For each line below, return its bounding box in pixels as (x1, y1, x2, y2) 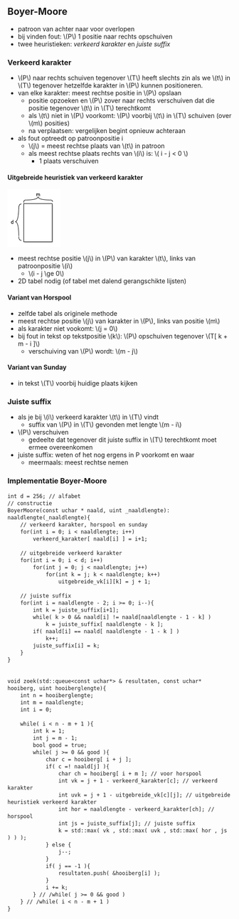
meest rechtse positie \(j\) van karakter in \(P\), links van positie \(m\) (17, 317, 221, 325)
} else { (45, 841, 72, 849)
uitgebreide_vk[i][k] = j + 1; (58, 578, 152, 585)
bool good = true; (33, 742, 87, 749)
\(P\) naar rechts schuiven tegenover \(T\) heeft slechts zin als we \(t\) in (17, 74, 231, 83)
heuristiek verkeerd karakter (7, 799, 97, 806)
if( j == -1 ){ (45, 863, 91, 870)
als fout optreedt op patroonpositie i (17, 134, 123, 143)
